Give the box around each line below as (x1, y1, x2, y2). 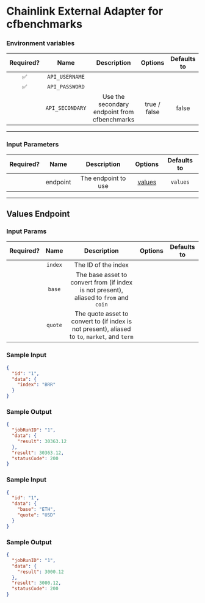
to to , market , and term (69, 333, 134, 341)
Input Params (6, 227, 47, 236)
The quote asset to (74, 309, 129, 318)
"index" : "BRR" (17, 381, 56, 388)
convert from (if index (70, 278, 133, 287)
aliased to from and (74, 294, 129, 302)
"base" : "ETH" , (17, 507, 56, 513)
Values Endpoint (6, 209, 70, 219)
